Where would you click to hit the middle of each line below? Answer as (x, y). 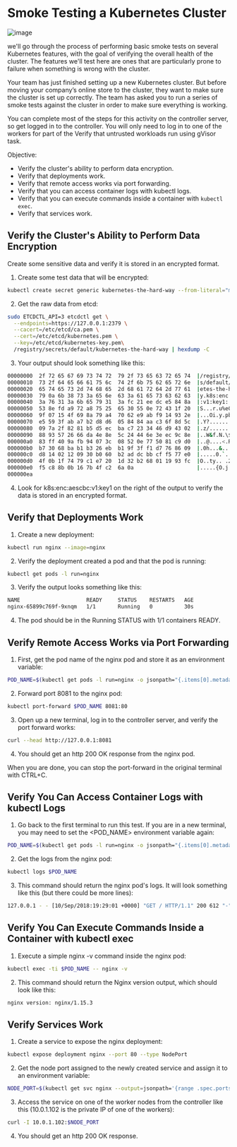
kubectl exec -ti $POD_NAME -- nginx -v (68, 968)
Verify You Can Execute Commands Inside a (106, 928)
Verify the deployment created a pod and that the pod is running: (112, 561)
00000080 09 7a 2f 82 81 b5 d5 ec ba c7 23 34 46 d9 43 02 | (104, 428)
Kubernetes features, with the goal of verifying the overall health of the (110, 54)
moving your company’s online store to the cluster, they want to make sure (115, 90)
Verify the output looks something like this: (80, 587)
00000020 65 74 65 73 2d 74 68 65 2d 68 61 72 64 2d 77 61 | (104, 389)
